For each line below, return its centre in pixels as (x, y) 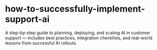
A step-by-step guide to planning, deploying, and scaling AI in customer (78, 33)
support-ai (27, 19)
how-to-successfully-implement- (75, 9)
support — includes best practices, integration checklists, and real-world (79, 38)
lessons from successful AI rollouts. (41, 43)
